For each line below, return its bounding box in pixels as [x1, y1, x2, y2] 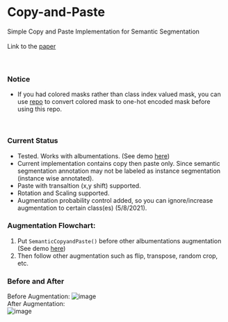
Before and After [7, 276, 65, 286]
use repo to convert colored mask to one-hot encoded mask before [17, 98, 211, 106]
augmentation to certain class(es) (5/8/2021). [17, 204, 147, 212]
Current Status [7, 136, 58, 146]
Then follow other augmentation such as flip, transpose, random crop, [17, 252, 218, 260]
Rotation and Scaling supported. [17, 189, 110, 197]
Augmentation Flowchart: [7, 221, 96, 231]
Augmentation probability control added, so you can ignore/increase [17, 196, 213, 204]
